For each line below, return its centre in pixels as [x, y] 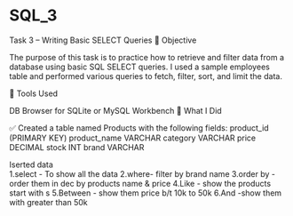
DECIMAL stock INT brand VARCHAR [77, 147]
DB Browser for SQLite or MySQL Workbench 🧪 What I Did [115, 110]
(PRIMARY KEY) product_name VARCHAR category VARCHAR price [133, 138]
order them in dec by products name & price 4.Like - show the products [140, 183]
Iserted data [31, 164]
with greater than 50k [48, 202]
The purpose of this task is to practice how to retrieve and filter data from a [147, 57]
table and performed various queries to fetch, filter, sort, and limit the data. [146, 76]
